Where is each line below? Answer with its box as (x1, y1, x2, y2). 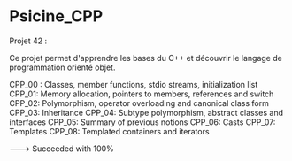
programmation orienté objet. (9, 62, 116, 73)
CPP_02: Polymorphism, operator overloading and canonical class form (9, 97, 270, 108)
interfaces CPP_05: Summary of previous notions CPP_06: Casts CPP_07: (9, 117, 276, 127)
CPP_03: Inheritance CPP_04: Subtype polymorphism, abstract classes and (9, 107, 283, 118)
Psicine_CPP (9, 6, 104, 27)
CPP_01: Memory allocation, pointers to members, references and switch (9, 88, 274, 99)
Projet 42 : (9, 35, 47, 46)
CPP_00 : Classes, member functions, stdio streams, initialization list (9, 79, 258, 89)
